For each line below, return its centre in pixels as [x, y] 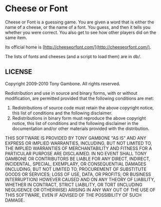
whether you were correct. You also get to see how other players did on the [81, 32]
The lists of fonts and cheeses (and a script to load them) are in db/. [73, 56]
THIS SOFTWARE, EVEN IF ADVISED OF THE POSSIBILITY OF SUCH [73, 195]
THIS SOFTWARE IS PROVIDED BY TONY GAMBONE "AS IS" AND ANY [76, 138]
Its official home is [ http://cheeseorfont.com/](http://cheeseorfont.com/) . [78, 47]
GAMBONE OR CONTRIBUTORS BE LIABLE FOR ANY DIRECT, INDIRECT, [78, 159]
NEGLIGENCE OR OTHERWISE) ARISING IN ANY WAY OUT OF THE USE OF [80, 190]
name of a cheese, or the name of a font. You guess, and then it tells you [78, 27]
